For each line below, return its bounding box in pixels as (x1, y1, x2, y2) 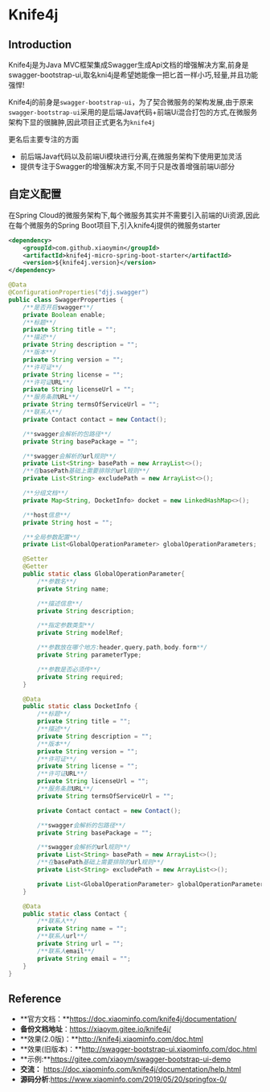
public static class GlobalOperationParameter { (22, 570, 185, 579)
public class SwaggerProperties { (8, 295, 125, 303)
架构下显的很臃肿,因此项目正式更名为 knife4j (8, 117, 156, 126)
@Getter (22, 562, 48, 571)
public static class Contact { (22, 909, 128, 918)
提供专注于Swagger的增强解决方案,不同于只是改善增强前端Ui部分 (19, 162, 235, 171)
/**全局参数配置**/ (22, 533, 80, 541)
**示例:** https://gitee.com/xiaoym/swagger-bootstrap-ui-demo (19, 1054, 231, 1064)
